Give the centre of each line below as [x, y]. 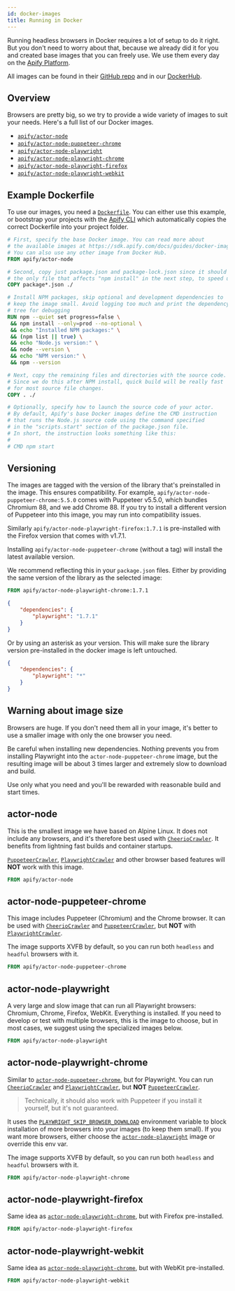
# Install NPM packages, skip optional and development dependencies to [115, 298]
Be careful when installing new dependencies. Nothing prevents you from [113, 748]
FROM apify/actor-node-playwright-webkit [69, 1280]
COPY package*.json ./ [40, 285]
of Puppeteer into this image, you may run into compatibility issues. [104, 515]
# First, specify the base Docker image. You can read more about [106, 240]
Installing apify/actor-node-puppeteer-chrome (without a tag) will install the [115, 550]
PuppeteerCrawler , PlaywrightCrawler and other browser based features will [116, 859]
